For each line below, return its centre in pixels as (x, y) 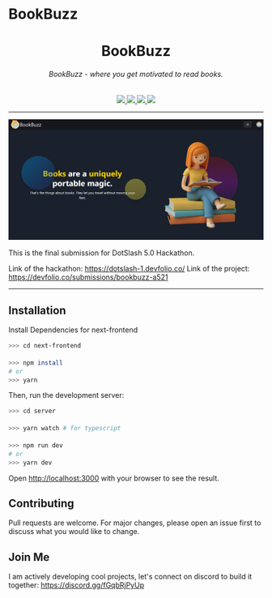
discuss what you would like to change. (74, 532)
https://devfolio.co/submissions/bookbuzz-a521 (88, 277)
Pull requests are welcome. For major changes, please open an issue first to (135, 523)
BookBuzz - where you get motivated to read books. (136, 74)
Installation (37, 310)
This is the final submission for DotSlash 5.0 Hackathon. (102, 253)
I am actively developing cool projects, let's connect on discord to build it (130, 577)
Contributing (41, 503)
